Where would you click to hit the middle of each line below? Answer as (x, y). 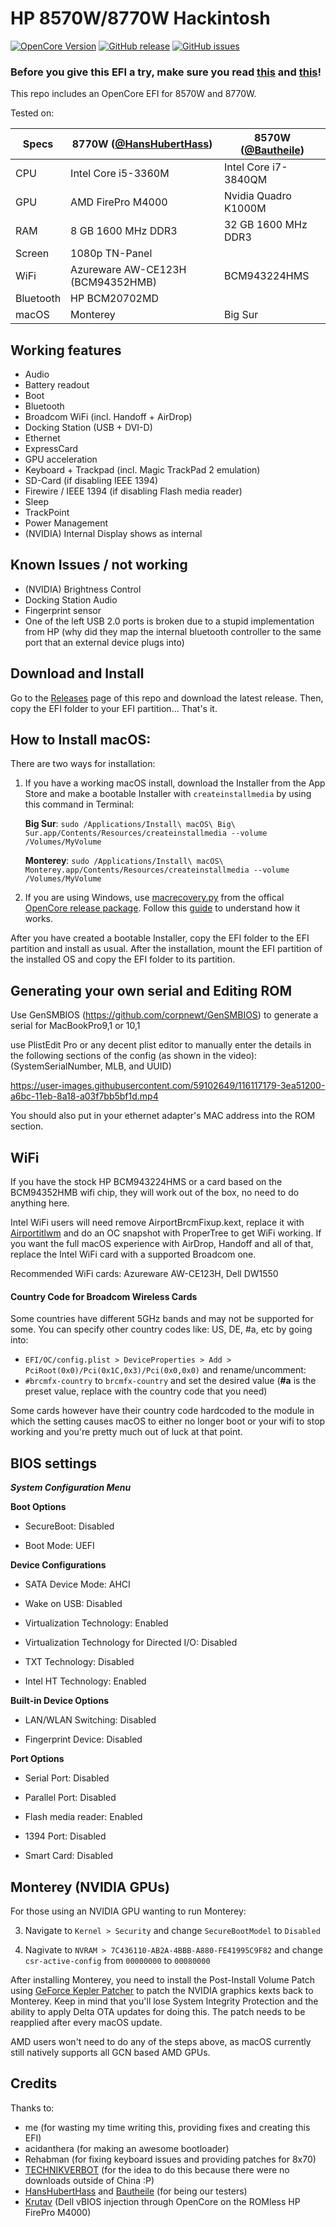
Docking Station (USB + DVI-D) (88, 428)
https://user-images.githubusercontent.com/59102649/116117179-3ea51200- (168, 1086)
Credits (34, 2083)
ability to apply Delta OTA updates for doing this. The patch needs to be (158, 2011)
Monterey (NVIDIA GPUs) (90, 1887)
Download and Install (77, 673)
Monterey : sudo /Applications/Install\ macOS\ (124, 861)
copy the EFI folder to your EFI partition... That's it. (114, 708)
